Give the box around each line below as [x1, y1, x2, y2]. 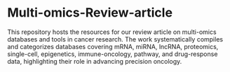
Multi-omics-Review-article [7, 5, 173, 21]
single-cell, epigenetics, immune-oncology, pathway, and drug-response [7, 50, 218, 58]
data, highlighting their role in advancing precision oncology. [7, 57, 182, 65]
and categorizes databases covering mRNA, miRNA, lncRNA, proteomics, [7, 42, 219, 51]
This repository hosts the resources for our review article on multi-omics [7, 28, 217, 36]
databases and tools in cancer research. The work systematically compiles [7, 35, 223, 43]
